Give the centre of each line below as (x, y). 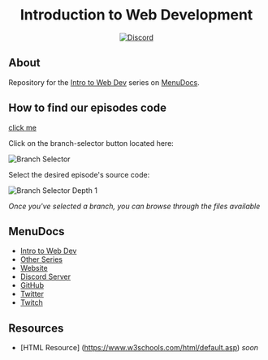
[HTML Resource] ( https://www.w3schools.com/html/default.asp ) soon (139, 348)
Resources (36, 328)
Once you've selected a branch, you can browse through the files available (134, 206)
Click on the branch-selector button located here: (91, 143)
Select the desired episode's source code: (79, 174)
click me (22, 127)
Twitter (32, 294)
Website (34, 268)
